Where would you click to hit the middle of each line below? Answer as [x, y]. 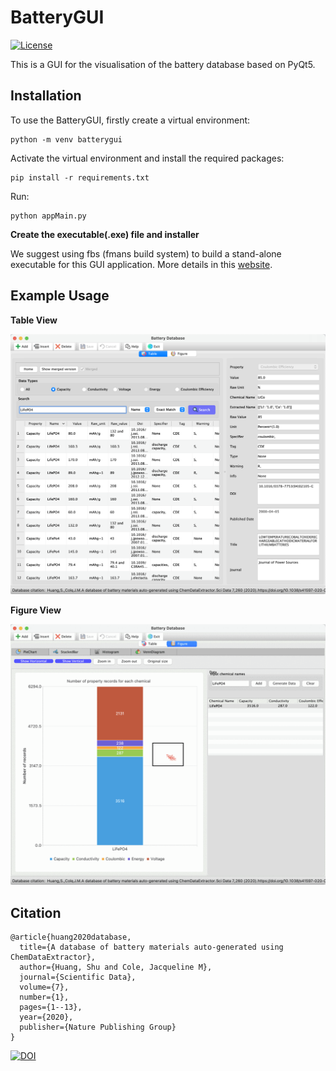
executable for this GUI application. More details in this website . [141, 264]
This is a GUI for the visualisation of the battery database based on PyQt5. [163, 64]
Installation [46, 96]
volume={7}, [44, 987]
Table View [34, 320]
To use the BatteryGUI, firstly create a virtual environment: [130, 120]
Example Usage [60, 296]
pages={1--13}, [51, 1007]
